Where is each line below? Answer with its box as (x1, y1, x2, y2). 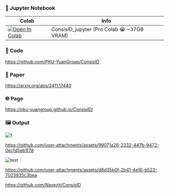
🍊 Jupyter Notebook (5, 5, 55, 12)
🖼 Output (5, 119, 30, 126)
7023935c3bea (5, 172, 37, 178)
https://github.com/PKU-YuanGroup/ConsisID (5, 59, 100, 65)
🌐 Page (5, 95, 24, 102)
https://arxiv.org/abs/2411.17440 (5, 82, 72, 88)
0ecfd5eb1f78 (5, 147, 34, 153)
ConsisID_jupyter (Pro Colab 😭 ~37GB (51, 26, 144, 33)
